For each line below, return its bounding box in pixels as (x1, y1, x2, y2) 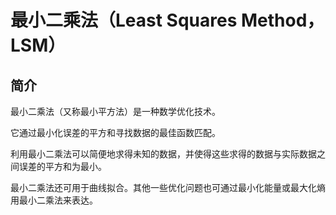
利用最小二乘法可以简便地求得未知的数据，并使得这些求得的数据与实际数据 (10, 148, 317, 160)
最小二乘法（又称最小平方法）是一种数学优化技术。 (10, 106, 221, 117)
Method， (240, 9, 325, 32)
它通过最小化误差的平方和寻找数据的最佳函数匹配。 (10, 127, 221, 138)
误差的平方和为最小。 (18, 161, 107, 172)
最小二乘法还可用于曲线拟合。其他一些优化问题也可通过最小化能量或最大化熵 (10, 182, 326, 193)
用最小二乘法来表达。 (10, 194, 98, 206)
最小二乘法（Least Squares (10, 9, 238, 32)
